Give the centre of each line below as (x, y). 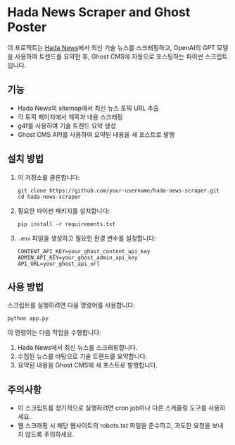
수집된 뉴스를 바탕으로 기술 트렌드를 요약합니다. (82, 356)
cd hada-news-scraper (49, 197)
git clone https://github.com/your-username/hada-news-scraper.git (118, 190)
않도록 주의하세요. (50, 434)
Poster (27, 27)
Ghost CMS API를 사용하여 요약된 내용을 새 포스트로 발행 (96, 134)
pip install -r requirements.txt (66, 224)
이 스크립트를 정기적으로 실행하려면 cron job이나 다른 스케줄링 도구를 (112, 408)
